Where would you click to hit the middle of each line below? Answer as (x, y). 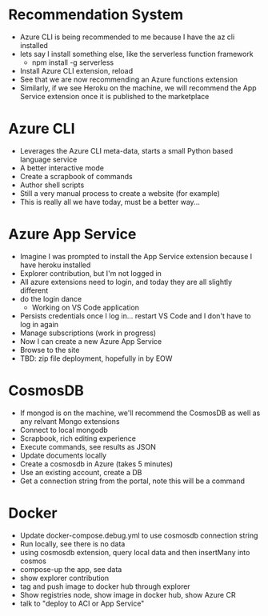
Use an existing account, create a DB (81, 472)
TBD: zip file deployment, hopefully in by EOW (96, 358)
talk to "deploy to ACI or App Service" (82, 603)
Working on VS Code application (86, 307)
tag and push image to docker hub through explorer (105, 586)
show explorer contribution (64, 578)
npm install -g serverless (73, 62)
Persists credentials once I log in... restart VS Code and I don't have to (135, 316)
